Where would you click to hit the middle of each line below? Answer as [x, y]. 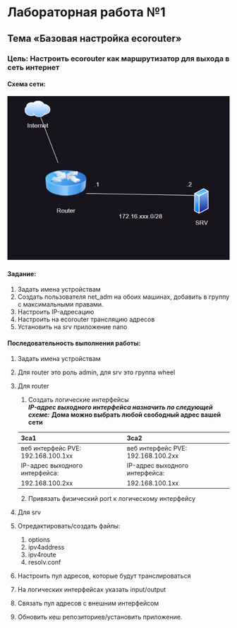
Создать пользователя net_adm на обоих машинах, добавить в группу [123, 297]
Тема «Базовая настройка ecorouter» [95, 38]
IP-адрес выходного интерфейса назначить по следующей [120, 408]
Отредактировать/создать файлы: [69, 526]
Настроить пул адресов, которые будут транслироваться [104, 576]
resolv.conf [44, 562]
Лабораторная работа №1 [86, 12]
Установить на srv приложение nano [72, 327]
